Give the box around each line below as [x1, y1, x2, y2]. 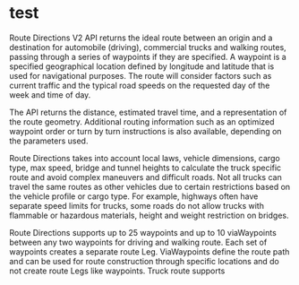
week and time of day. [9, 89, 91, 100]
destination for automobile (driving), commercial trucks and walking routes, [9, 41, 286, 52]
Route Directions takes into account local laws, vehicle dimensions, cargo [9, 152, 280, 163]
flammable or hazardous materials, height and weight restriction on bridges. [9, 210, 289, 220]
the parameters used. [9, 135, 89, 146]
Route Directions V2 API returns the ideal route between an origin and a [9, 32, 273, 43]
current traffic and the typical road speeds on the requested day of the [9, 80, 270, 91]
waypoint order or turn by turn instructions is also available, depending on [9, 125, 282, 136]
